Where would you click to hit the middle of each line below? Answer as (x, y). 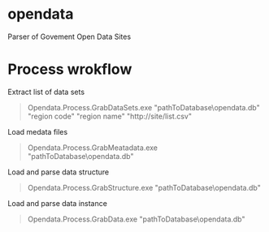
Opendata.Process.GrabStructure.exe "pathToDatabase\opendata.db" (144, 187)
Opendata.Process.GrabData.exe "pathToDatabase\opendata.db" (136, 219)
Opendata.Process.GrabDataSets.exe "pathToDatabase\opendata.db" (144, 107)
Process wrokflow (70, 69)
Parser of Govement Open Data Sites (69, 37)
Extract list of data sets (46, 92)
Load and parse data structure (59, 172)
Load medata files (38, 131)
